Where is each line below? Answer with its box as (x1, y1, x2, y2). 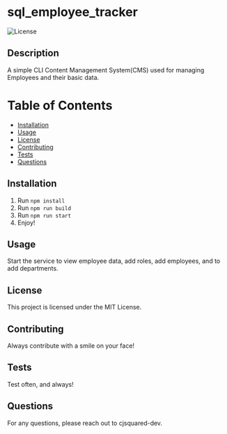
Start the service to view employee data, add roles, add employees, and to (7, 257, 221, 265)
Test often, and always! (7, 380, 75, 388)
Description (7, 47, 59, 59)
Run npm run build (17, 203, 72, 212)
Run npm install (17, 196, 65, 204)
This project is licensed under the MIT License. (7, 303, 142, 312)
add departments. (7, 264, 58, 273)
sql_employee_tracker (7, 4, 138, 20)
